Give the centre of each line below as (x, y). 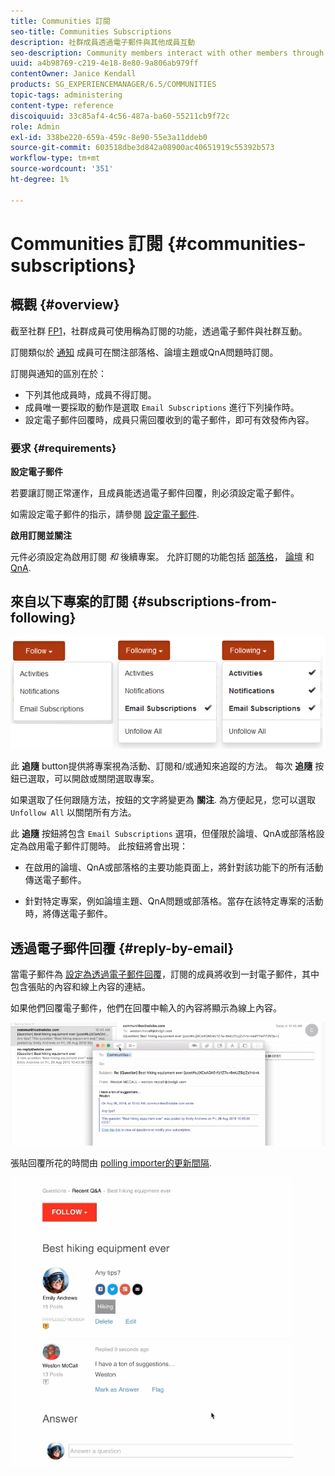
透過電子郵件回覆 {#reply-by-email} (122, 948)
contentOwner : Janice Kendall (73, 74)
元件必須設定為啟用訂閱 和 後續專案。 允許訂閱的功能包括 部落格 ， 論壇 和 (162, 556)
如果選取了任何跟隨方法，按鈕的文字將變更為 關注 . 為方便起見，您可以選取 (163, 800)
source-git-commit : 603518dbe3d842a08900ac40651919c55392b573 (142, 148)
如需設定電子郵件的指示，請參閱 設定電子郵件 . (105, 514)
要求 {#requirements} (63, 448)
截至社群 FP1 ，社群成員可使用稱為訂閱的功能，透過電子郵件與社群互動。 (159, 331)
